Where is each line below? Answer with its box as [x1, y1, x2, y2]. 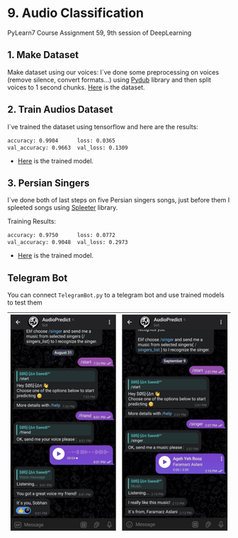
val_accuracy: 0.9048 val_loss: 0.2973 [7, 239, 129, 246]
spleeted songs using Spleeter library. [7, 204, 118, 212]
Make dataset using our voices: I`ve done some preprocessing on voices [7, 67, 220, 76]
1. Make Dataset [7, 49, 79, 61]
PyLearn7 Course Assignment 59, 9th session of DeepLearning [7, 28, 192, 37]
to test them [7, 298, 42, 307]
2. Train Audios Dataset [7, 104, 113, 116]
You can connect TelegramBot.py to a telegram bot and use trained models [7, 291, 225, 300]
